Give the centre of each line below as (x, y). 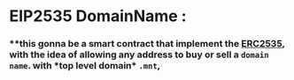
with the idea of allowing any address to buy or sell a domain (139, 55)
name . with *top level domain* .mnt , (85, 66)
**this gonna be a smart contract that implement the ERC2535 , (147, 44)
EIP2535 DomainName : (98, 16)
